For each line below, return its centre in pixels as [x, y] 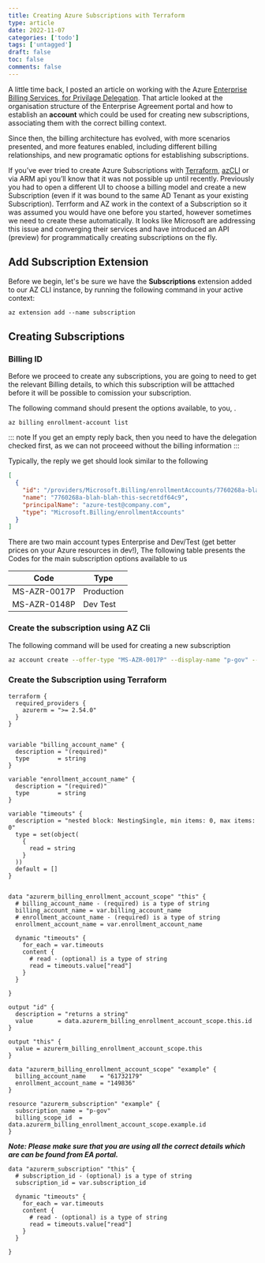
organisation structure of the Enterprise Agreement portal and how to [121, 106]
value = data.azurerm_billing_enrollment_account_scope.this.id [134, 1021]
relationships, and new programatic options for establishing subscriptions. [129, 155]
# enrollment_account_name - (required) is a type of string [118, 917]
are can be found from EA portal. [63, 1154]
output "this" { [35, 1042]
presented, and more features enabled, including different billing [113, 146]
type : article [32, 23]
